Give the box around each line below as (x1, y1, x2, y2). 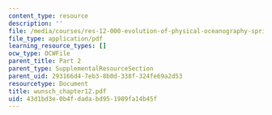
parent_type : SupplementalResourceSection (8, 65, 154, 73)
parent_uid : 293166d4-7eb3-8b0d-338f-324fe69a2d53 (8, 72, 183, 80)
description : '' (8, 19, 63, 28)
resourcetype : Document (8, 79, 89, 87)
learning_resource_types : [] (8, 42, 107, 50)
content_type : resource (8, 11, 89, 20)
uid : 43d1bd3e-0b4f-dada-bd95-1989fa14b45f (8, 95, 158, 103)
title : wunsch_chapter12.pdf (8, 87, 107, 96)
